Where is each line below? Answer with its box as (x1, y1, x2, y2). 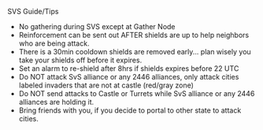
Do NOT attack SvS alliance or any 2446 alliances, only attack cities (18, 72, 239, 81)
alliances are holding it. (18, 98, 94, 106)
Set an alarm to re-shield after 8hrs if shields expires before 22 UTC (18, 64, 239, 73)
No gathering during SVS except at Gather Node (18, 22, 176, 31)
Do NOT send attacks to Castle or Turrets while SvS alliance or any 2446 (18, 89, 255, 98)
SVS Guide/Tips (7, 7, 59, 16)
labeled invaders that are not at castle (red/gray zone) (18, 80, 194, 90)
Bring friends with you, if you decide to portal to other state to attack (18, 106, 242, 115)
